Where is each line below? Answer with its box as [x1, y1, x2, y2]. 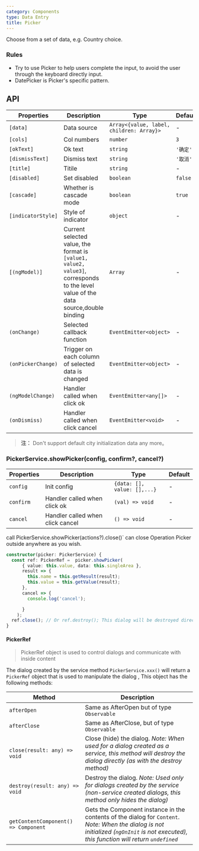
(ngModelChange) [9, 392, 55, 399]
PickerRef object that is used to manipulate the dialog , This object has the [6, 673, 188, 680]
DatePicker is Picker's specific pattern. [14, 76, 110, 84]
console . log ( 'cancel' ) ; [27, 596, 86, 602]
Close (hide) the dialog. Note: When [85, 734, 185, 743]
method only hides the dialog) [85, 796, 169, 804]
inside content [20, 655, 56, 663]
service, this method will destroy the [85, 749, 185, 757]
